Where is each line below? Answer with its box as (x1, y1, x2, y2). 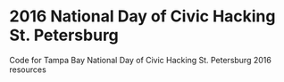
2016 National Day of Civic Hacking (9, 6, 276, 27)
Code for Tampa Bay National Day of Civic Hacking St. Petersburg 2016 (9, 54, 272, 65)
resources (9, 64, 46, 75)
